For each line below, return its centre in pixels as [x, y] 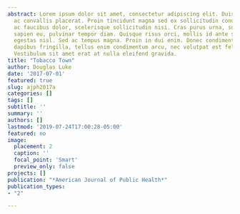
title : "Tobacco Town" [41, 61]
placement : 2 [33, 147]
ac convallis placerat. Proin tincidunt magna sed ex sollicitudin [116, 21]
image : [17, 140]
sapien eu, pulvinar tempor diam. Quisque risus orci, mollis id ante [121, 34]
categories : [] [30, 93]
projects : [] [27, 173]
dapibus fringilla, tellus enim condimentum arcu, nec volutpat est [118, 47]
